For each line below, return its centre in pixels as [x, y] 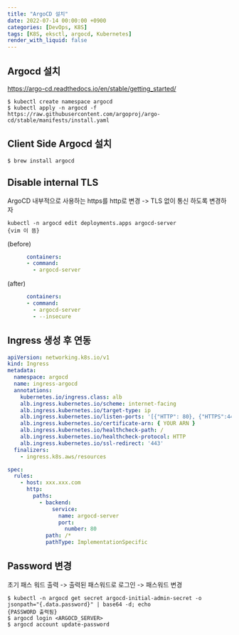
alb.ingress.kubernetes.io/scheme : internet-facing [98, 404]
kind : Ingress [28, 364]
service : [65, 509]
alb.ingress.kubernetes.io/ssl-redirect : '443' [92, 443]
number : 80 [81, 529]
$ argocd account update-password [59, 624]
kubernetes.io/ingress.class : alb [71, 397]
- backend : [55, 503]
